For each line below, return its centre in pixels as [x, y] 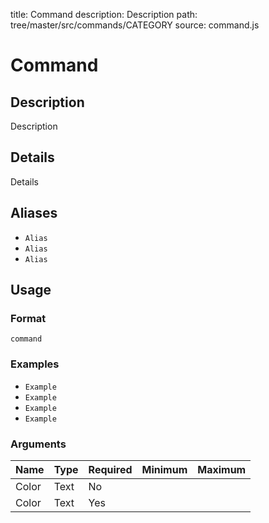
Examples [35, 364]
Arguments [38, 444]
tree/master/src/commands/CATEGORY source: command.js [135, 25]
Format [28, 318]
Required [110, 469]
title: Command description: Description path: [104, 14]
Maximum [222, 469]
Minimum [164, 469]
